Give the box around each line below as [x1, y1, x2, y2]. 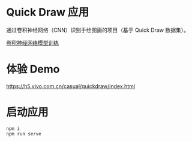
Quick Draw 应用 [6, 5, 89, 19]
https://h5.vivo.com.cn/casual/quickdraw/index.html [6, 82, 136, 90]
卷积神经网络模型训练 [6, 39, 59, 46]
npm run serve [6, 131, 42, 137]
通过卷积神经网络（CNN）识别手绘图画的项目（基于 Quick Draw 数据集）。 [6, 26, 189, 34]
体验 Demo [6, 62, 60, 76]
